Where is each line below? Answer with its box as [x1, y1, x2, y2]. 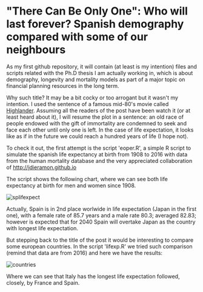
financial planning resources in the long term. [6, 82, 119, 89]
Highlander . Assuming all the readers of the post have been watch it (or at [6, 107, 191, 114]
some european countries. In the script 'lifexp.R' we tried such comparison [6, 242, 193, 250]
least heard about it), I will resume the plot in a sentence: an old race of [6, 113, 184, 121]
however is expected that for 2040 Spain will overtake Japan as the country [6, 218, 196, 225]
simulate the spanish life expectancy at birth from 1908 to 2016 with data [6, 150, 188, 158]
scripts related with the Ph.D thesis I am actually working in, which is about [6, 69, 193, 76]
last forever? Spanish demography [6, 17, 184, 31]
